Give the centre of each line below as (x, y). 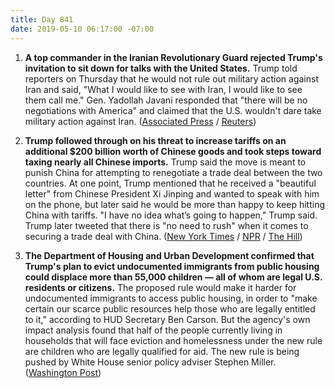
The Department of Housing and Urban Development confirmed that (169, 255)
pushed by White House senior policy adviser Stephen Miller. (150, 362)
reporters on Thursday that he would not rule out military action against (171, 78)
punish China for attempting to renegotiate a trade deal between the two (173, 172)
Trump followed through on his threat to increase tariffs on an (155, 140)
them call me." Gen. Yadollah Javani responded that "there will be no (166, 100)
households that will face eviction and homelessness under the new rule (173, 340)
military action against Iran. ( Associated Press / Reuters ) (140, 121)
